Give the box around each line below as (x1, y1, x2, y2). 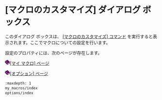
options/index (5, 90, 34, 95)
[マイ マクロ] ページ (10, 60, 49, 66)
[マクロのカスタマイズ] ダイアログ (5, 4, 141, 16)
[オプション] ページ (10, 70, 49, 76)
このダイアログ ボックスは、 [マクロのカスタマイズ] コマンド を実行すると (5, 33, 153, 39)
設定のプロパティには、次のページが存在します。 (5, 50, 102, 56)
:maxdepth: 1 (5, 81, 32, 85)
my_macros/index (5, 85, 38, 90)
